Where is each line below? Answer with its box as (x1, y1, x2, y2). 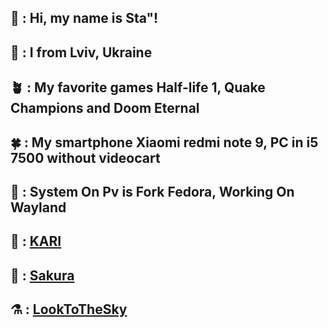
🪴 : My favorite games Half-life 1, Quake (10, 79, 266, 96)
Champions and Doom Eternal (10, 100, 200, 117)
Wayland (10, 199, 67, 216)
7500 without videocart (10, 149, 161, 166)
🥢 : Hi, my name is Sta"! (10, 10, 159, 27)
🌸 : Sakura (10, 267, 75, 284)
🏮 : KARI (10, 233, 62, 250)
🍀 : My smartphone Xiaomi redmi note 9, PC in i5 (10, 134, 319, 151)
